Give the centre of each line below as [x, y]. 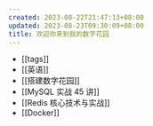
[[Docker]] [40, 113]
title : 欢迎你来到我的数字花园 [59, 34]
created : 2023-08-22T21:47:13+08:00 [76, 17]
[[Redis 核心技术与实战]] [65, 103]
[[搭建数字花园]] [51, 81]
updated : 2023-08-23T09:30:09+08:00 [76, 26]
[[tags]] [35, 59]
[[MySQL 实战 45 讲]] [60, 92]
